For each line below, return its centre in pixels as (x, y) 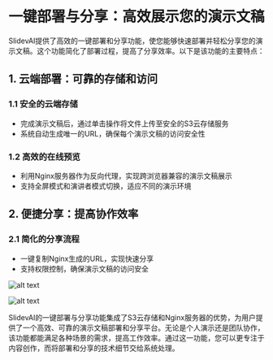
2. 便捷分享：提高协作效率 (74, 214)
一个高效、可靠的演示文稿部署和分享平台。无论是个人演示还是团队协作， (143, 327)
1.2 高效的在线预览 (45, 157)
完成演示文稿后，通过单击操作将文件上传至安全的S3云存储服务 (124, 124)
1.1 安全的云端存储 (43, 104)
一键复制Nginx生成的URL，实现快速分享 (87, 258)
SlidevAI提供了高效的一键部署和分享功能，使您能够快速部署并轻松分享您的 (132, 41)
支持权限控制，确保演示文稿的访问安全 (84, 268)
